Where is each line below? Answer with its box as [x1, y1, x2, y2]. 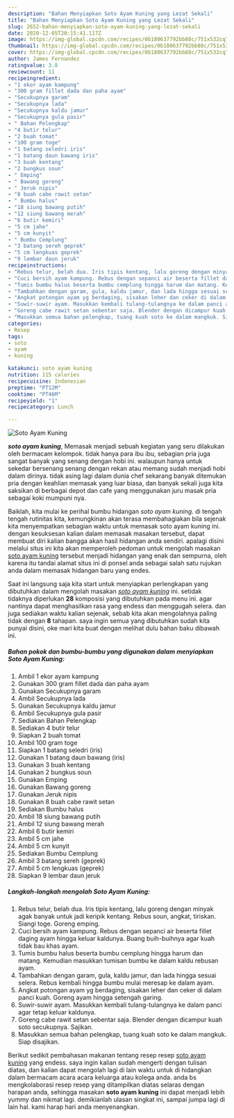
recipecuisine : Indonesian [8, 378, 86, 385]
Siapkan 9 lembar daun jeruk [17, 871, 101, 880]
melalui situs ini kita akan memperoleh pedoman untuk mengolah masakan [8, 544, 221, 553]
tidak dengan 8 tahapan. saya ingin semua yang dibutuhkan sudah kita [8, 617, 210, 625]
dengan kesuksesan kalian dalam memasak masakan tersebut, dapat [8, 529, 205, 538]
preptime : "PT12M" [8, 384, 61, 391]
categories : [8, 320, 42, 327]
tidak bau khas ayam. [17, 942, 79, 950]
